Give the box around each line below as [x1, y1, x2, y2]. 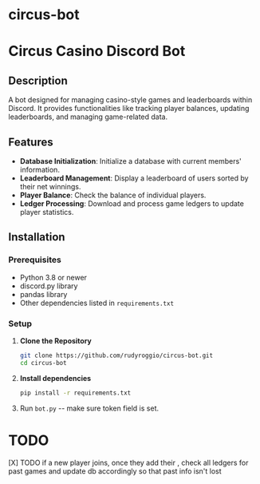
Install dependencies [19, 373, 92, 383]
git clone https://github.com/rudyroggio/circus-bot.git [19, 351, 214, 359]
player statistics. [19, 208, 74, 216]
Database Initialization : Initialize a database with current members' [19, 157, 242, 165]
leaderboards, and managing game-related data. [8, 112, 168, 121]
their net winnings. [19, 182, 81, 191]
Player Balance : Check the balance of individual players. [19, 190, 207, 200]
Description [8, 73, 68, 87]
